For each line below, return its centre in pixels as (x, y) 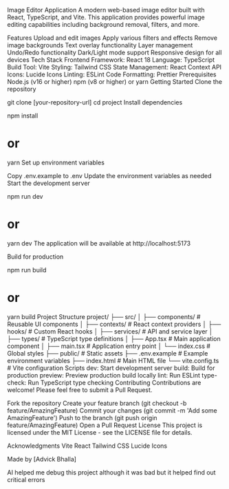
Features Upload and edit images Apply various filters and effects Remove (112, 38)
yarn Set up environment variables (56, 162)
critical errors (26, 479)
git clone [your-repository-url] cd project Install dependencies (95, 102)
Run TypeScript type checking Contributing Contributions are (115, 382)
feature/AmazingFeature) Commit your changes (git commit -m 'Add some (112, 410)
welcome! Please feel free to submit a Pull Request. (80, 390)
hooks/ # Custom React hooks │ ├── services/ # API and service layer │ (110, 331)
